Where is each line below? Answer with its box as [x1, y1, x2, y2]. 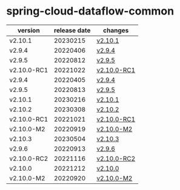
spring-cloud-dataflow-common [6, 4, 175, 18]
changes [102, 26, 129, 34]
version [17, 26, 41, 34]
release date [53, 26, 91, 34]
